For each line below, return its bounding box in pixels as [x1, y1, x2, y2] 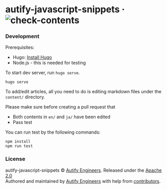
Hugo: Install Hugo [12, 54, 52, 60]
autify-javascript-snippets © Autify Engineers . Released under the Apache [5, 167, 162, 173]
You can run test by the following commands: [5, 129, 101, 135]
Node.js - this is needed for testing [12, 60, 86, 66]
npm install [5, 139, 31, 144]
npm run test [5, 143, 33, 149]
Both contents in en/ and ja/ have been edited [12, 114, 111, 120]
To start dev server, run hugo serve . [5, 70, 80, 76]
